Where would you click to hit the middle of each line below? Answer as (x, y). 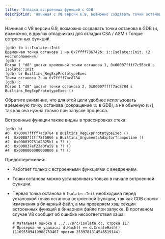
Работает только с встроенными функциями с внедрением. (75, 169)
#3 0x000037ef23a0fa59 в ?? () (38, 146)
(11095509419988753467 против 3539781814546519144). (67, 232)
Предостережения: (25, 159)
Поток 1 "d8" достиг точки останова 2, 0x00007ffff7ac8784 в (69, 87)
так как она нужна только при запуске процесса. (57, 110)
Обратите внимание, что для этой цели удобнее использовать (71, 100)
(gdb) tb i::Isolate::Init (33, 48)
